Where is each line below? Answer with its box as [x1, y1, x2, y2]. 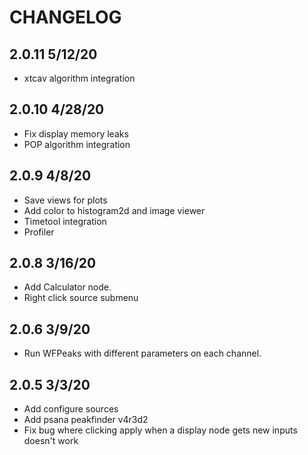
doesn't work [23, 435, 79, 447]
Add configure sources [23, 403, 119, 415]
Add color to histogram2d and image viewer [23, 204, 206, 216]
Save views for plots [23, 194, 108, 206]
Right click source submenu [23, 292, 139, 304]
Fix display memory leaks [23, 127, 129, 140]
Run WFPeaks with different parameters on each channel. [23, 347, 262, 360]
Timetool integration [23, 215, 107, 227]
